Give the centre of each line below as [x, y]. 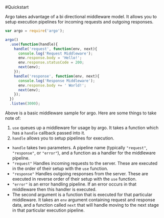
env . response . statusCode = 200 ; [51, 63]
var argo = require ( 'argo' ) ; [35, 31]
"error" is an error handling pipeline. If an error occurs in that [74, 184]
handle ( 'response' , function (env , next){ [57, 76]
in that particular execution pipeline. [48, 210]
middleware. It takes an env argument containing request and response [83, 200]
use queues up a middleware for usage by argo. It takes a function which [85, 128]
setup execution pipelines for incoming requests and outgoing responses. [79, 22]
